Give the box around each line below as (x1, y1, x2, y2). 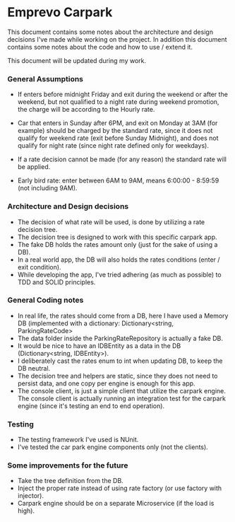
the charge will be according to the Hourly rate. (17, 105, 155, 114)
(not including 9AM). (17, 184, 78, 192)
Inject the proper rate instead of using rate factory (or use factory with (17, 484, 222, 492)
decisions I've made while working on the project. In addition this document (7, 35, 227, 43)
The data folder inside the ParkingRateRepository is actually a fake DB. (17, 334, 224, 342)
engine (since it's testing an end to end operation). (17, 401, 164, 410)
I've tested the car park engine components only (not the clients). (17, 443, 208, 451)
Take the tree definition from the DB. (17, 477, 123, 485)
